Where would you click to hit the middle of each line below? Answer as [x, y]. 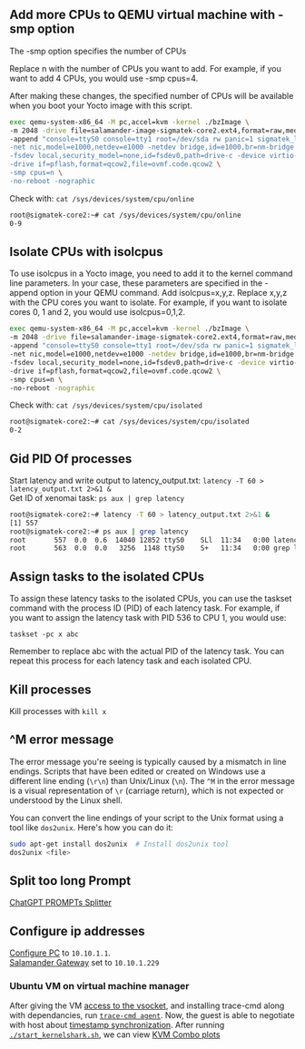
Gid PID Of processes [71, 459]
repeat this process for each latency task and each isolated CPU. [131, 661]
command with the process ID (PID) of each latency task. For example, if [145, 608]
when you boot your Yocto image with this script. [101, 105]
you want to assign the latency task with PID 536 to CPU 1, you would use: [148, 618]
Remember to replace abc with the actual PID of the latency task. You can [147, 652]
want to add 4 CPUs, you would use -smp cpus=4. [104, 78]
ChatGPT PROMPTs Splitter [60, 903]
